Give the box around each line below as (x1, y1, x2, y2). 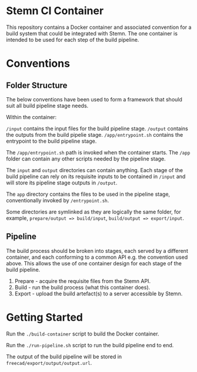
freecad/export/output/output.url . (6, 359, 92, 366)
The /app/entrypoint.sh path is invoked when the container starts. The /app (6, 149, 191, 156)
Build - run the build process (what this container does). (14, 284, 151, 291)
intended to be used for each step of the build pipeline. (6, 36, 139, 43)
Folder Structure (6, 80, 68, 90)
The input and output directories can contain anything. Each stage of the (6, 166, 183, 173)
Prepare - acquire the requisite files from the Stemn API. (14, 277, 151, 284)
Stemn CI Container (6, 4, 104, 18)
